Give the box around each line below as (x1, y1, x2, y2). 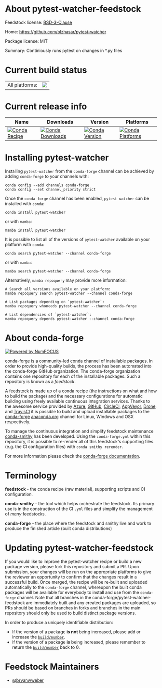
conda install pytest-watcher (5, 210, 66, 215)
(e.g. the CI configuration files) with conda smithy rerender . (5, 444, 123, 449)
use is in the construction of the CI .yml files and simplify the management (5, 506, 153, 512)
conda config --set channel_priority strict (5, 187, 96, 192)
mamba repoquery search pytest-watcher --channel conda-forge (5, 291, 133, 296)
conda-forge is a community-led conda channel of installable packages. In (5, 358, 153, 364)
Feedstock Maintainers (5, 661, 99, 672)
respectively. (5, 418, 30, 425)
